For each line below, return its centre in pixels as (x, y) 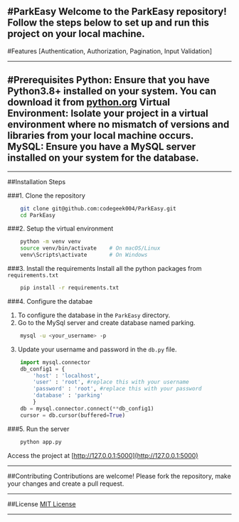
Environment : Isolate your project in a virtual (108, 113)
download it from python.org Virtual (89, 102)
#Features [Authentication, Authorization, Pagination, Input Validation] (110, 51)
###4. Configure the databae (50, 301)
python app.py (41, 442)
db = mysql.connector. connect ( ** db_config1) (87, 408)
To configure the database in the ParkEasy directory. (94, 315)
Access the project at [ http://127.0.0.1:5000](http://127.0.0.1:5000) (103, 455)
